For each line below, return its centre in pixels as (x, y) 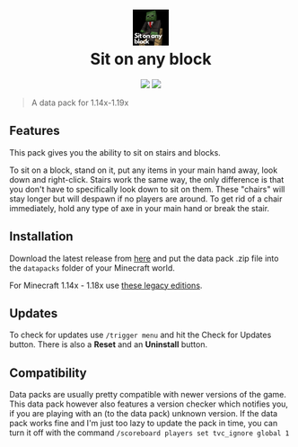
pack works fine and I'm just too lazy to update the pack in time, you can (144, 424)
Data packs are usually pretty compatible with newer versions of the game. (148, 395)
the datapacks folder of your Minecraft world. (92, 268)
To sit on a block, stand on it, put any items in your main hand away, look (144, 170)
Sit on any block (151, 59)
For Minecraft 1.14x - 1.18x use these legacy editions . (106, 285)
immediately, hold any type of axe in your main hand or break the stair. (140, 208)
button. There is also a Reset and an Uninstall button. (109, 344)
